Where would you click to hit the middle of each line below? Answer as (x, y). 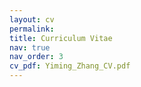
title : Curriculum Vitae (61, 38)
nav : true (30, 47)
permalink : (32, 29)
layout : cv (32, 19)
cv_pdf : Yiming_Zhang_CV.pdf (70, 66)
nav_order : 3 (36, 57)
